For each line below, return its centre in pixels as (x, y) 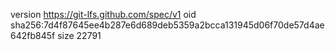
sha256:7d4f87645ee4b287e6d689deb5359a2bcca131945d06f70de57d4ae (167, 25)
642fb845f (33, 35)
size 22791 (79, 35)
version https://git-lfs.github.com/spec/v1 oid (103, 14)
